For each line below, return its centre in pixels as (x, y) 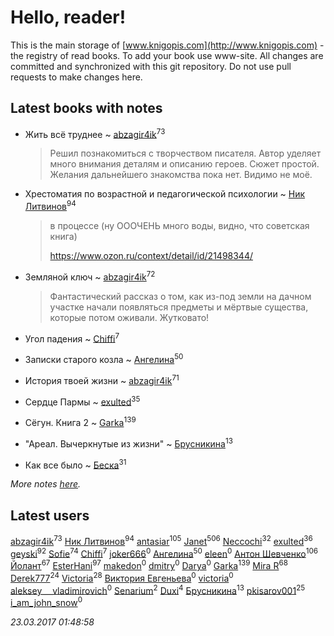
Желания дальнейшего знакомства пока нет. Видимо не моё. (181, 175)
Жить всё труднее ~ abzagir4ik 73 (95, 133)
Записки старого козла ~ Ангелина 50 (104, 359)
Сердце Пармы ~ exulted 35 (82, 401)
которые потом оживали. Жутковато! (129, 317)
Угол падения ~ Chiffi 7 (72, 338)
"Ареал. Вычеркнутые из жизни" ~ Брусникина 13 (128, 443)
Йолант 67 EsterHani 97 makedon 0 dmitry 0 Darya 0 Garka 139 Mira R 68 (149, 565)
